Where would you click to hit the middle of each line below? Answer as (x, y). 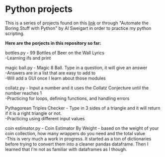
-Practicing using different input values (45, 118)
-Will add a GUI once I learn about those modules (55, 78)
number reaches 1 (24, 93)
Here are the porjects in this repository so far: (53, 43)
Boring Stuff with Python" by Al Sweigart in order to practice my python (78, 28)
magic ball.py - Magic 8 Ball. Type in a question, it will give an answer (76, 68)
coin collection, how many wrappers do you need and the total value (75, 133)
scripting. (15, 33)
